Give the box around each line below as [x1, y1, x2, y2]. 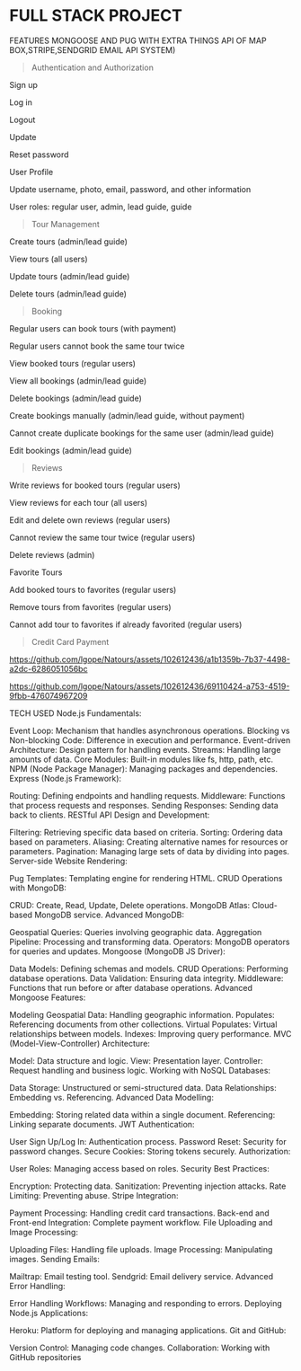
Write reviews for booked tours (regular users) [9, 480, 181, 491]
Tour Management [31, 218, 101, 229]
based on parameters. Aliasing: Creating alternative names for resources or [9, 836, 288, 847]
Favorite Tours [9, 567, 63, 578]
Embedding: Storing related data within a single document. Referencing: [9, 1109, 276, 1119]
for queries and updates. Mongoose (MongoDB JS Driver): [9, 945, 226, 957]
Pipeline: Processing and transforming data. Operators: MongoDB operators [9, 936, 290, 947]
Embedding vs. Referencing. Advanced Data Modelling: [9, 1092, 214, 1102]
